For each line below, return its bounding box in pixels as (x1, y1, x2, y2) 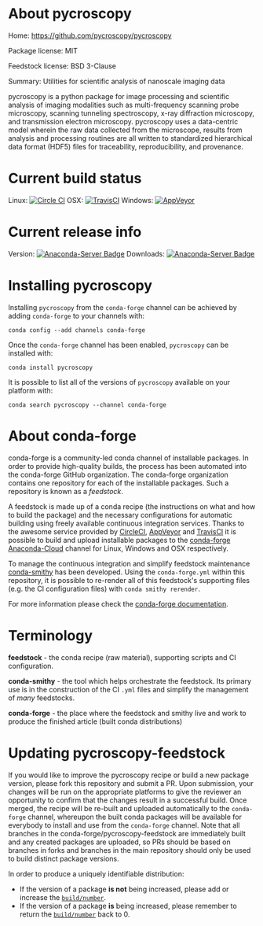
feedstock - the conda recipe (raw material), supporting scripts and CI (8, 652, 237, 662)
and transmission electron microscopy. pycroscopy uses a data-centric (8, 116, 239, 126)
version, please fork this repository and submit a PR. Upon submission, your (8, 778, 254, 788)
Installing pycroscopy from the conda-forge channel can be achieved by (8, 302, 237, 312)
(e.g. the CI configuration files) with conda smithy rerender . (8, 584, 200, 593)
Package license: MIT (8, 46, 79, 55)
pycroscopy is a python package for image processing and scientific (8, 91, 230, 101)
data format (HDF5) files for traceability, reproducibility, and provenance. (8, 142, 243, 151)
